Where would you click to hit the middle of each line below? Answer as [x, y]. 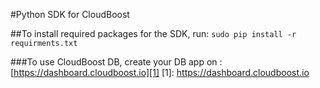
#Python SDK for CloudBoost [70, 14]
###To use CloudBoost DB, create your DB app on [114, 62]
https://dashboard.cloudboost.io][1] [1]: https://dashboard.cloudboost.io [161, 72]
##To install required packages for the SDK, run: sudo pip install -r [153, 33]
